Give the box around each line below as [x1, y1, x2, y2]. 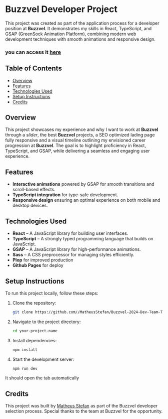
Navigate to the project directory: [12, 319, 81, 325]
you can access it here [5, 49, 61, 56]
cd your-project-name [12, 328, 57, 333]
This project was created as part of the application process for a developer [5, 20, 159, 26]
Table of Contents [5, 64, 62, 73]
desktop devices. [12, 202, 48, 209]
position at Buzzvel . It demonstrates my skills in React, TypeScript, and [5, 25, 152, 31]
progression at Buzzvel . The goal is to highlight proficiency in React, [5, 143, 146, 149]
